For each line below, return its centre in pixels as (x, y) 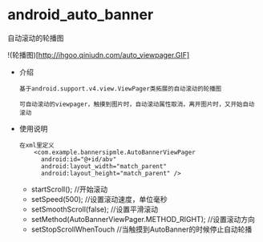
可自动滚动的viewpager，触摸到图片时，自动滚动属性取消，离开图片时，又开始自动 (137, 104)
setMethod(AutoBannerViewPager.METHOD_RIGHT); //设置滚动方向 (143, 219)
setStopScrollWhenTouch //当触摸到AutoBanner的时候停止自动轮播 (142, 229)
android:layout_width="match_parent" (104, 166)
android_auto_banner (81, 15)
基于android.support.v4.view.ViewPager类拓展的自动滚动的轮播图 (120, 89)
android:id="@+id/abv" (79, 159)
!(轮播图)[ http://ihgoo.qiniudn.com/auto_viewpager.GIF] (99, 54)
